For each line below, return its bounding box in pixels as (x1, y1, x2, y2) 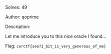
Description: (5, 23, 30, 29)
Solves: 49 (5, 4, 27, 10)
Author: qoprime (5, 14, 39, 19)
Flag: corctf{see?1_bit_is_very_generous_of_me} (5, 43, 106, 49)
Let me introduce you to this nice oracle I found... (5, 33, 106, 39)
